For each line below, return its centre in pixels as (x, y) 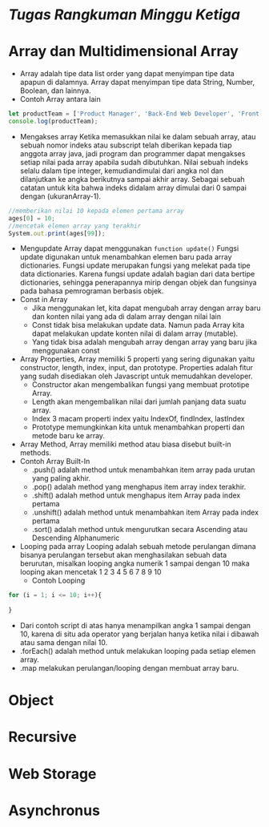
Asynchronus (54, 810)
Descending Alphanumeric (76, 538)
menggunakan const (66, 351)
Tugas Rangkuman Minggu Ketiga (124, 15)
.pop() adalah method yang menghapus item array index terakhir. (139, 487)
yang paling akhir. (61, 478)
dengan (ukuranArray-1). (60, 196)
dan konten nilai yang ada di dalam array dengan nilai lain (126, 317)
